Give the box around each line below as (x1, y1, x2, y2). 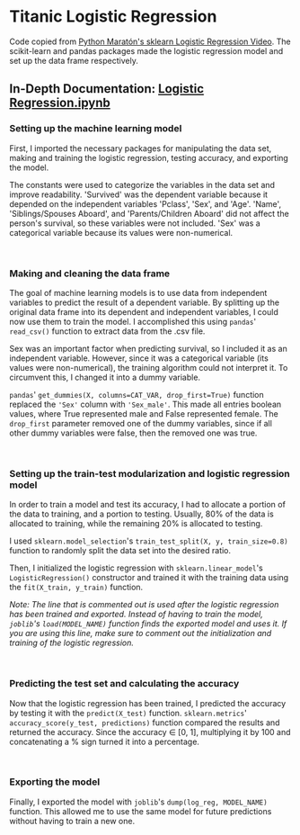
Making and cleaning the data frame (9, 267, 171, 280)
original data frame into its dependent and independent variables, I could (9, 306, 278, 317)
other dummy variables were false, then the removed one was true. (9, 427, 258, 438)
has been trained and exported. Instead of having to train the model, (9, 609, 263, 620)
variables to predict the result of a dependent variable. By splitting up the (9, 297, 280, 308)
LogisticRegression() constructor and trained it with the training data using (9, 572, 289, 583)
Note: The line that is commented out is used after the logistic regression (9, 599, 279, 610)
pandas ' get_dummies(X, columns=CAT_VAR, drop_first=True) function (9, 389, 265, 400)
